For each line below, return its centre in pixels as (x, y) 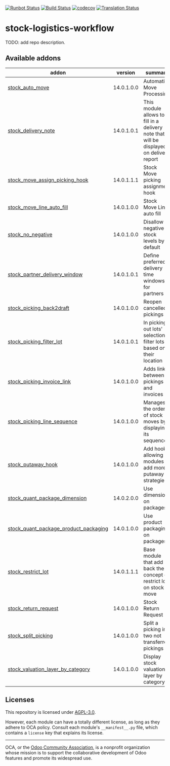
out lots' (153, 329)
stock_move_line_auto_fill (38, 207)
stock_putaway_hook (33, 464)
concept (153, 574)
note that (154, 133)
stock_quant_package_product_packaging (58, 528)
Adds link (155, 369)
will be (151, 140)
